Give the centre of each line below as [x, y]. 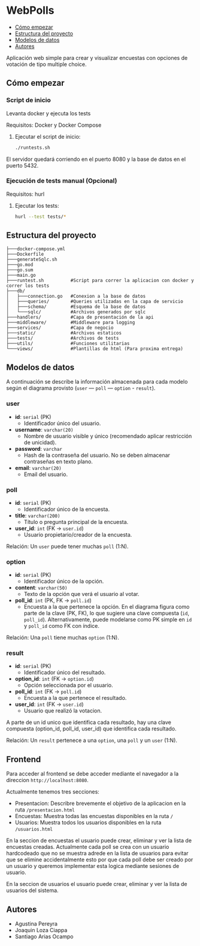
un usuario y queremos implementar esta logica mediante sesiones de [93, 866]
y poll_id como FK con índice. [62, 626]
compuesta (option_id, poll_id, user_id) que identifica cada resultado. [91, 729]
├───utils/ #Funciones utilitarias [68, 344]
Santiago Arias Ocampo [44, 936]
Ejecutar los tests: [37, 205]
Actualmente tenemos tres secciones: [53, 792]
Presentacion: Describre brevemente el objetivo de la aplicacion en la [100, 803]
